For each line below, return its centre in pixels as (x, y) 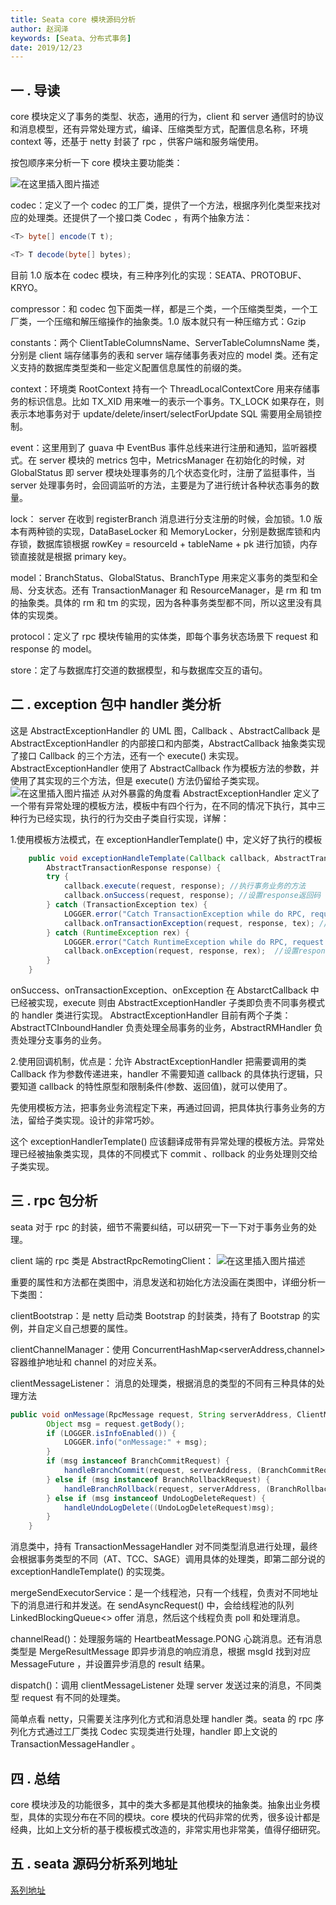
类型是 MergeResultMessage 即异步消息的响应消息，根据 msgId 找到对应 (160, 1652)
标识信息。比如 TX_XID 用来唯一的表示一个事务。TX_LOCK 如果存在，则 (176, 401)
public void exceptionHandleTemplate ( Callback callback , (149, 858)
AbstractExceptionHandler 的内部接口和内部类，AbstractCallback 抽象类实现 (168, 743)
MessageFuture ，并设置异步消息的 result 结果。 (110, 1664)
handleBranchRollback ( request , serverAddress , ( (167, 1489)
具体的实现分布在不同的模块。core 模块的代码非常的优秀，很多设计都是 (174, 1817)
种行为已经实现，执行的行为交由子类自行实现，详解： (120, 818)
